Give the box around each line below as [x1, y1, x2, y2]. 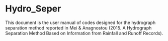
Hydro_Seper [5, 3, 61, 14]
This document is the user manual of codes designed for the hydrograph [5, 19, 156, 25]
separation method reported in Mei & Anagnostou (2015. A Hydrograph [5, 24, 152, 30]
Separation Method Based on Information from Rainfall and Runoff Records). [5, 30, 163, 36]
